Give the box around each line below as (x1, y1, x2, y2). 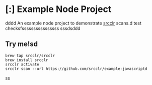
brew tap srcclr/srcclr (5, 53, 55, 58)
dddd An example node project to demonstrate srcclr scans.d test (5, 20, 142, 26)
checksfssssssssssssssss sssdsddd (5, 25, 81, 31)
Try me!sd (5, 40, 38, 48)
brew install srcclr (5, 57, 49, 62)
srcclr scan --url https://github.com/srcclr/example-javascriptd (5, 66, 147, 71)
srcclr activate (5, 61, 39, 67)
